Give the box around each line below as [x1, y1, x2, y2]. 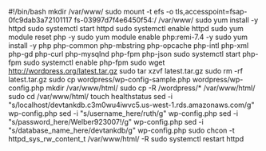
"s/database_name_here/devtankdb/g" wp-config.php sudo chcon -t [8, 125, 236, 135]
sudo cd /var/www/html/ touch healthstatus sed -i [8, 92, 173, 101]
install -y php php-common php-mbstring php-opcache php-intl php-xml [8, 41, 249, 50]
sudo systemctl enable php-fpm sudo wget [22, 58, 165, 67]
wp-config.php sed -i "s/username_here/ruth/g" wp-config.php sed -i [8, 109, 238, 118]
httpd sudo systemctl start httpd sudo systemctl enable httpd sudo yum [8, 24, 244, 33]
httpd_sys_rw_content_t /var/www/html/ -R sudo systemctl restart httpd [8, 134, 244, 143]
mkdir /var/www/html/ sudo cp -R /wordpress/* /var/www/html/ [46, 83, 256, 93]
